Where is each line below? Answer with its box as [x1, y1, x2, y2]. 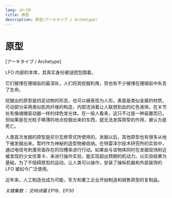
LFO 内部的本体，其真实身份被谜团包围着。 [5, 70, 96, 76]
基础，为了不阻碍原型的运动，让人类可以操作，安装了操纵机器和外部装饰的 [5, 160, 162, 166]
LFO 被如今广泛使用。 [5, 166, 51, 172]
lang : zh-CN [5, 7, 31, 13]
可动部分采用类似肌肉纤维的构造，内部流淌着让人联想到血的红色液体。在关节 [5, 104, 167, 110]
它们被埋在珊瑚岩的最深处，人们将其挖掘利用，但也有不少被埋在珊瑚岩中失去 [5, 80, 167, 86]
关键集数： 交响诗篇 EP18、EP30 [5, 188, 74, 194]
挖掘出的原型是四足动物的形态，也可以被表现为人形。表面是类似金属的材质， [5, 98, 167, 104]
